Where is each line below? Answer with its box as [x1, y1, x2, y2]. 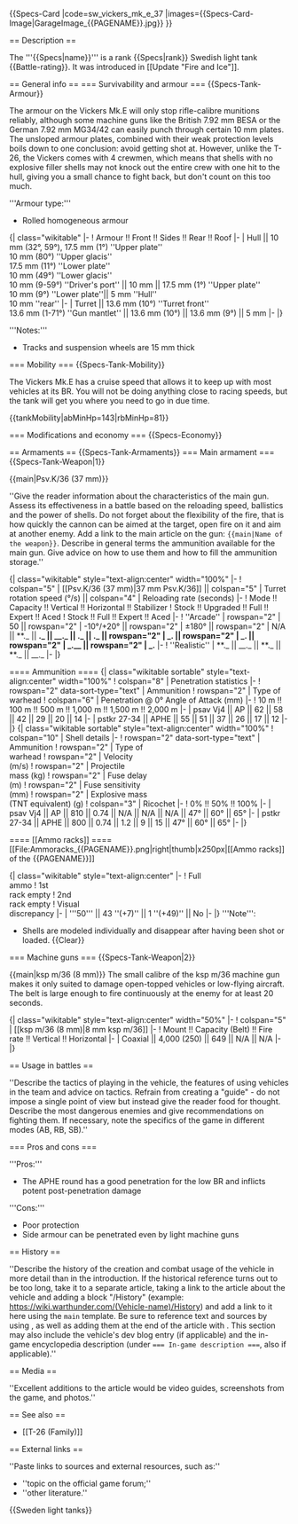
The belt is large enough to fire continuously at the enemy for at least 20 [9, 988, 274, 998]
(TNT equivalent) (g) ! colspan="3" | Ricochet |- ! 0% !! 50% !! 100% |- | [9, 798, 272, 809]
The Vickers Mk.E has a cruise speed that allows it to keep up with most [9, 377, 272, 387]
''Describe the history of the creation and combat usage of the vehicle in [9, 1264, 275, 1274]
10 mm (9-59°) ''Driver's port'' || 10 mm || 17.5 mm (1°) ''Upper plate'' [9, 279, 261, 290]
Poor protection [21, 1220, 80, 1230]
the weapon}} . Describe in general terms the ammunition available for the [9, 538, 276, 548]
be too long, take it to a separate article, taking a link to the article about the [9, 1283, 286, 1292]
